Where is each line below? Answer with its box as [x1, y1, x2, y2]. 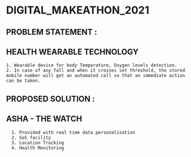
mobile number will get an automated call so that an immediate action [6, 73, 185, 79]
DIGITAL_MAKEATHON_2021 [6, 4, 150, 17]
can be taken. [6, 78, 41, 84]
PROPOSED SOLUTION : [6, 93, 95, 103]
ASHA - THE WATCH [6, 114, 82, 124]
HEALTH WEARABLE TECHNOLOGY [6, 46, 139, 56]
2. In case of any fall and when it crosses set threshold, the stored [6, 68, 185, 74]
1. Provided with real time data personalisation [11, 129, 135, 135]
